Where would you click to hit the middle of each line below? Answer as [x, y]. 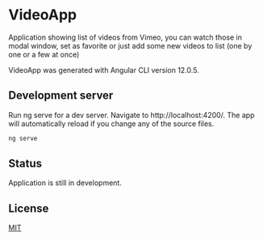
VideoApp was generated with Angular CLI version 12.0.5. [104, 69]
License [29, 208]
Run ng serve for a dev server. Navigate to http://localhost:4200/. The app [131, 115]
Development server [61, 96]
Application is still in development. [65, 183]
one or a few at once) [44, 54]
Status [25, 164]
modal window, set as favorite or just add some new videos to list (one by [130, 45]
